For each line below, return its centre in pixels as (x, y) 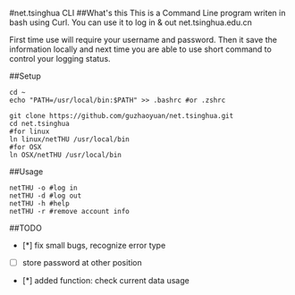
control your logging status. (60, 59)
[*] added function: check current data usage (105, 281)
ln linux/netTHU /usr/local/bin (69, 139)
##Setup (25, 76)
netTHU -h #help (39, 204)
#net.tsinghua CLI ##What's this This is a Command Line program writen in (147, 13)
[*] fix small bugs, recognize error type (94, 245)
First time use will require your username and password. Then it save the (143, 40)
